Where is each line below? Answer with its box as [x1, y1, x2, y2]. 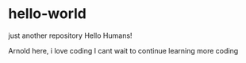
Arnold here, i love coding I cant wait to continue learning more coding [8, 46, 239, 55]
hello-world [8, 5, 87, 23]
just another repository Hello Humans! [8, 31, 133, 40]
